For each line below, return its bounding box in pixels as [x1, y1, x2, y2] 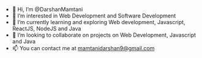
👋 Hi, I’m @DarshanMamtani [12, 6, 83, 13]
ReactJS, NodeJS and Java [12, 25, 81, 32]
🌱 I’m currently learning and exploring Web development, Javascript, [12, 19, 185, 25]
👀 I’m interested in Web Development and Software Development [12, 12, 176, 19]
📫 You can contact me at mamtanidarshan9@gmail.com [12, 45, 155, 51]
